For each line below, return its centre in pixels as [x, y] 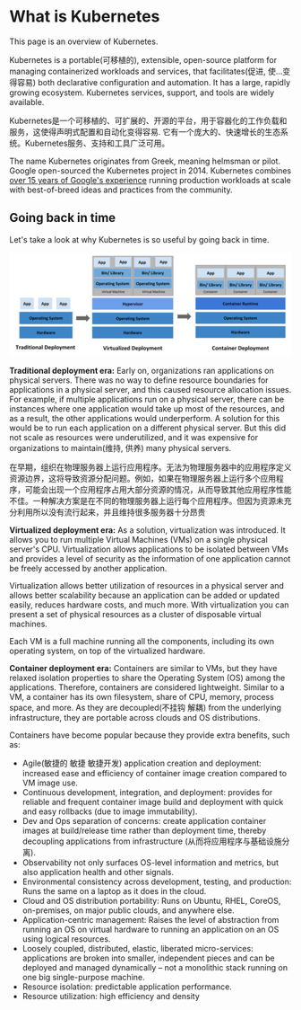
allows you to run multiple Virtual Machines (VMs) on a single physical [139, 539]
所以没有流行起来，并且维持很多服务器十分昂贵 [119, 512]
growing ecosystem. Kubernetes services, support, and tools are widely [142, 93]
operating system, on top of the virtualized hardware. [107, 651]
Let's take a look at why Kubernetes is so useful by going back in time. [139, 239]
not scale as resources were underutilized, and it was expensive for [133, 437]
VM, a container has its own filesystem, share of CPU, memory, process [142, 696]
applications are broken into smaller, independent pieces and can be [148, 958]
